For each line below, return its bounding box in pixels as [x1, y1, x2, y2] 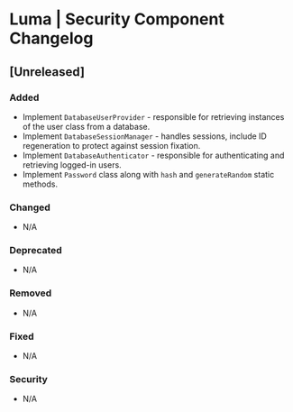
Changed [9, 201, 51, 214]
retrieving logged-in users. [22, 159, 122, 170]
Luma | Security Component [9, 9, 225, 30]
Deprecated [9, 244, 63, 257]
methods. [22, 179, 59, 189]
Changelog [9, 28, 94, 49]
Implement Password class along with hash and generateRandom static [22, 169, 275, 179]
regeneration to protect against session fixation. [22, 140, 201, 151]
